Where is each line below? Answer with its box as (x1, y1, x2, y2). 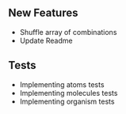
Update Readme (19, 36, 73, 45)
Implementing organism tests (19, 97, 115, 106)
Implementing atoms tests (19, 79, 105, 89)
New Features (8, 6, 78, 20)
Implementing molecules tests (19, 88, 118, 97)
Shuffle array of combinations (19, 27, 117, 36)
